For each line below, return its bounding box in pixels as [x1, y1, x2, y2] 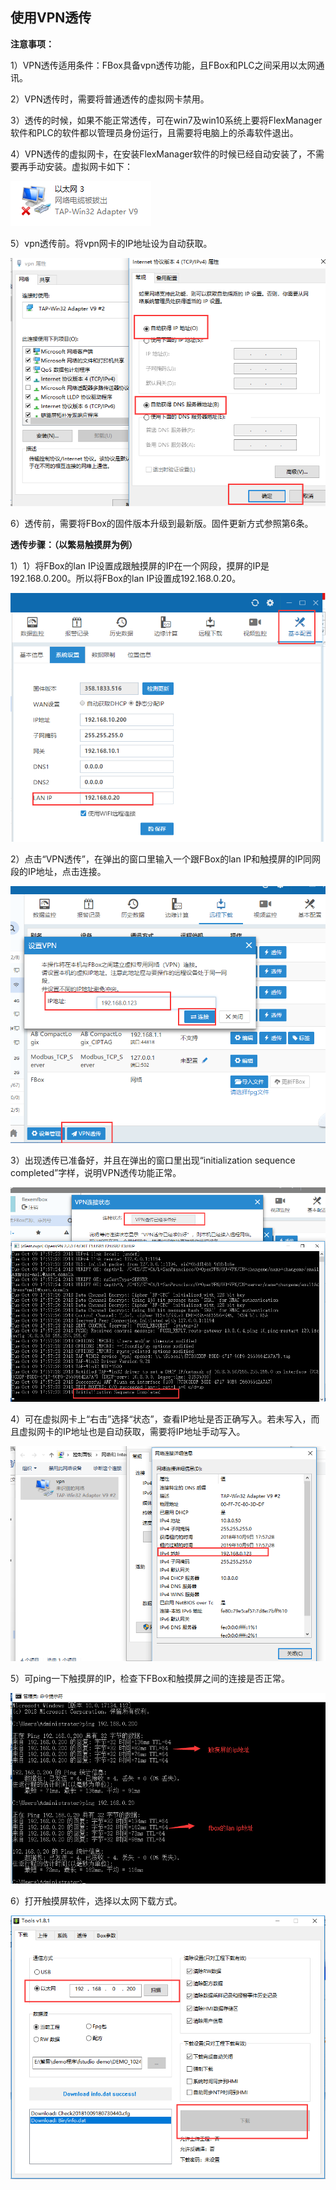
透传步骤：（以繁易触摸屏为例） [10, 538, 138, 550]
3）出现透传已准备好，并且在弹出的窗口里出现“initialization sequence [10, 1154, 296, 1166]
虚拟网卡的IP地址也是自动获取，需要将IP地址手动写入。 [18, 1426, 246, 1437]
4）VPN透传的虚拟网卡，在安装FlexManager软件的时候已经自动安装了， [10, 148, 307, 160]
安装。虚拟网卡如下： [44, 160, 133, 172]
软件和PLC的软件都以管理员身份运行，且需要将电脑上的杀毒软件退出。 [10, 126, 299, 138]
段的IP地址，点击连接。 [10, 866, 107, 878]
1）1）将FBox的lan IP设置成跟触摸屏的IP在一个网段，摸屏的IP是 [10, 559, 270, 572]
